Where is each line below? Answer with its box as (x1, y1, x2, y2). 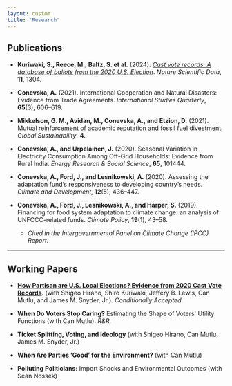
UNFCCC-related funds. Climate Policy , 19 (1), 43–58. (17, 216, 168, 224)
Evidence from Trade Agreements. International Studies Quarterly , (17, 96, 206, 104)
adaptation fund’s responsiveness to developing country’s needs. (17, 181, 203, 189)
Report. (27, 237, 49, 245)
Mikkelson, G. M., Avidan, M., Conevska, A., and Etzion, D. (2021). (17, 117, 209, 125)
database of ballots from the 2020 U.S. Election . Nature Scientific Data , (17, 68, 222, 76)
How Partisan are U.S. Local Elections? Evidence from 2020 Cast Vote (17, 282, 222, 290)
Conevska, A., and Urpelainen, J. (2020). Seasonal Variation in (17, 145, 198, 153)
